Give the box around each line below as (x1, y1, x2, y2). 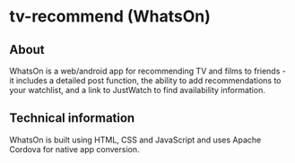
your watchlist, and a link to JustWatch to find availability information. (9, 85, 266, 95)
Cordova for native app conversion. (9, 143, 141, 154)
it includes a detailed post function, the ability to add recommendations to (9, 75, 282, 86)
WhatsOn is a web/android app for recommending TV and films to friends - (9, 65, 287, 76)
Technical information (9, 110, 135, 126)
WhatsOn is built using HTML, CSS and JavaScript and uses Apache (9, 134, 262, 145)
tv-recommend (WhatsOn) (9, 6, 211, 27)
